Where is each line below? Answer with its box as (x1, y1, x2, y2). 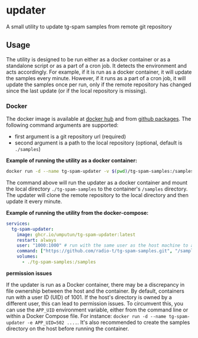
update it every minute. (6, 198, 62, 205)
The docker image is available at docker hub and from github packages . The (6, 116, 192, 123)
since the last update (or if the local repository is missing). (6, 87, 147, 94)
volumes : (16, 254, 38, 260)
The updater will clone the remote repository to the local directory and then (6, 191, 189, 198)
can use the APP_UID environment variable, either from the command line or (6, 306, 189, 313)
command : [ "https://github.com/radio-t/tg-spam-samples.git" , (16, 248, 173, 254)
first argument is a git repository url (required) (14, 133, 127, 140)
